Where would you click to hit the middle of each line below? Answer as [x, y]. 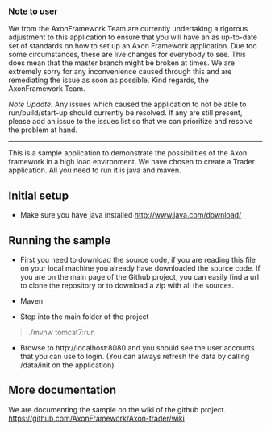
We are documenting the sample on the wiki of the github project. [117, 409]
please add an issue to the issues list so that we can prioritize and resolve [131, 122]
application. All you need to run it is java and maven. [95, 170]
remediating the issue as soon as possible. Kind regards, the [109, 80]
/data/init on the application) [67, 365]
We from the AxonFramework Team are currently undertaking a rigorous [128, 29]
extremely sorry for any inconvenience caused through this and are [120, 72]
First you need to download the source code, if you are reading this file [138, 259]
